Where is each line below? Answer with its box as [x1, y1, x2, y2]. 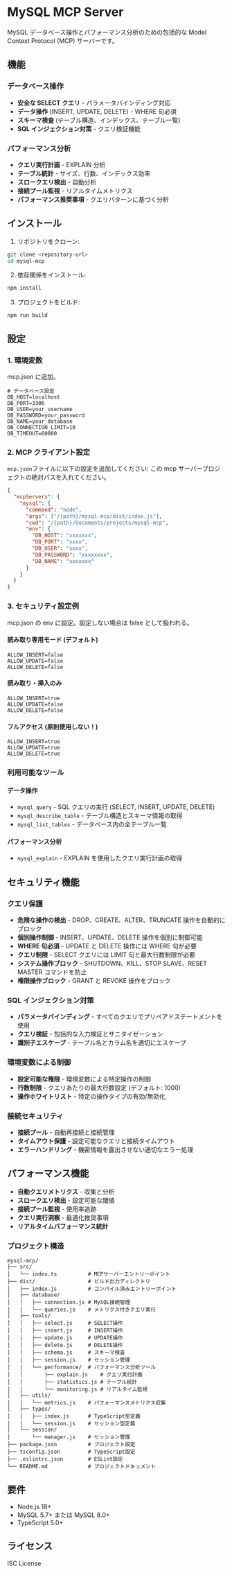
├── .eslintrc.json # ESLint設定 [7, 1456, 123, 1463]
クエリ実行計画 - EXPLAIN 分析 [17, 160, 106, 168]
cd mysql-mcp [7, 257, 45, 264]
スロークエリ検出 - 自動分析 [17, 177, 97, 186]
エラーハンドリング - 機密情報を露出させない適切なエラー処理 [17, 1145, 194, 1154]
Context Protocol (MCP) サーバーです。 [7, 36, 119, 45]
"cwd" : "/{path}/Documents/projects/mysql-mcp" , [25, 519, 169, 526]
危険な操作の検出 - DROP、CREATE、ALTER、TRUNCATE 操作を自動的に [17, 916, 226, 924]
